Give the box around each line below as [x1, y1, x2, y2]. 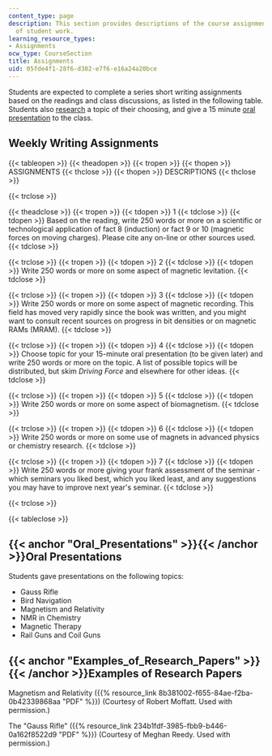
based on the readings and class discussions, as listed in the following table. [8, 95, 264, 106]
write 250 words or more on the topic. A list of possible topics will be [8, 357, 238, 367]
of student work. [15, 27, 74, 35]
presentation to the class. [8, 113, 93, 123]
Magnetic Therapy [19, 622, 83, 632]
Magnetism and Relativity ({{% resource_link [8, 688, 157, 698]
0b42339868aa [8, 697, 61, 706]
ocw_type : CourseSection [8, 50, 92, 58]
